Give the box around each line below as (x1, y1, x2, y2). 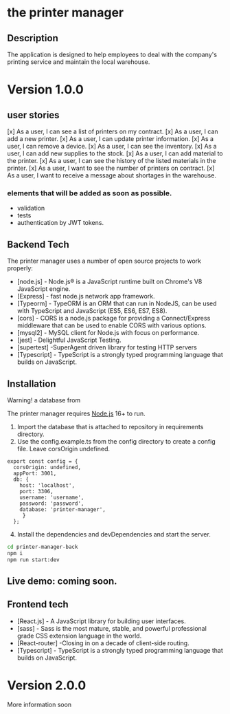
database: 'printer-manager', (19, 506, 106, 513)
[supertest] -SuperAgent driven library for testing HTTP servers (16, 343, 197, 351)
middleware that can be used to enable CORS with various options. (16, 321, 207, 329)
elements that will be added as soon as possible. (7, 188, 172, 197)
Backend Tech (7, 239, 70, 250)
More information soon (7, 700, 72, 708)
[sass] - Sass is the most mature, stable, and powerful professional (16, 624, 207, 632)
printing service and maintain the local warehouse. (7, 58, 150, 66)
